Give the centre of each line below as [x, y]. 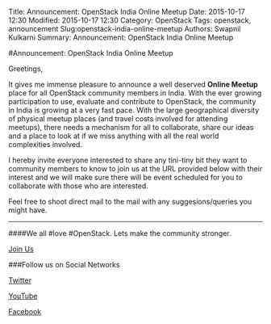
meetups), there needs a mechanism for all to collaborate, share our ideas [131, 127]
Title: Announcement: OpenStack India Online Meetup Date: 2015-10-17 [127, 12]
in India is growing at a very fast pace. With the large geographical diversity [134, 110]
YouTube [23, 296]
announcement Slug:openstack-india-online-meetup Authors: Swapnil [125, 29]
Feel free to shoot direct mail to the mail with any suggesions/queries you [130, 202]
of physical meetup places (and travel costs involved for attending [118, 119]
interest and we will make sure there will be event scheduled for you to [126, 177]
